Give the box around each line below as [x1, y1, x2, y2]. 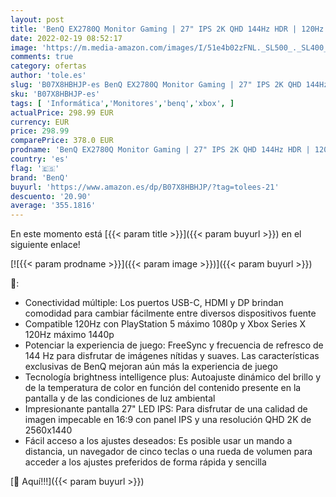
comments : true [10, 52, 74, 62]
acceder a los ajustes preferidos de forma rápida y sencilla [24, 456, 267, 468]
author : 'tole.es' [10, 71, 87, 81]
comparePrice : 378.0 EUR [10, 136, 114, 146]
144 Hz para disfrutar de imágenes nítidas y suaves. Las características [24, 350, 320, 362]
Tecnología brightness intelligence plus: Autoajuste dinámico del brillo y [24, 371, 322, 383]
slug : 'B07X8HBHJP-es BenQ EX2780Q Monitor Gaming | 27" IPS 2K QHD [10, 80, 302, 90]
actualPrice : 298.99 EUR [10, 107, 114, 118]
